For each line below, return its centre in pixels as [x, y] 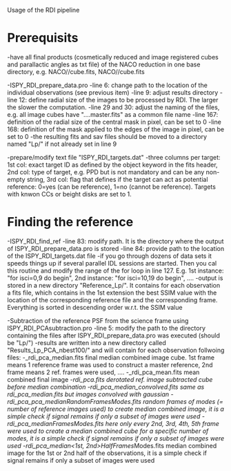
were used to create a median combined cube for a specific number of [108, 431]
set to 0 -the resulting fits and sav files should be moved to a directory [107, 136]
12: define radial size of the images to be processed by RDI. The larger [119, 100]
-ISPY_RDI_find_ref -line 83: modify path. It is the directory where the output [115, 241]
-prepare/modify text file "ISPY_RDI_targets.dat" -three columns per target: [114, 157]
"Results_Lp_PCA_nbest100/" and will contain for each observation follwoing [116, 350]
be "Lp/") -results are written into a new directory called [87, 342]
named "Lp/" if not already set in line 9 [62, 144]
